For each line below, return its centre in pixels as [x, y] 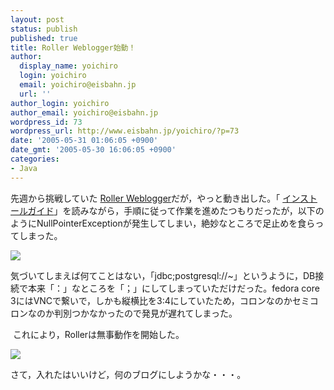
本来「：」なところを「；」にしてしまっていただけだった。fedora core [173, 288]
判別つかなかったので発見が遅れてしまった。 [145, 313]
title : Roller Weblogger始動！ [73, 47]
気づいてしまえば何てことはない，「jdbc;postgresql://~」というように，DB [163, 275]
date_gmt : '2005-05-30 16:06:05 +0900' [93, 150]
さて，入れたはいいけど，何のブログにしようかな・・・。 [128, 374]
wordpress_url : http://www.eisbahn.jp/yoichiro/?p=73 [125, 131]
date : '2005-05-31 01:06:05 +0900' [84, 141]
